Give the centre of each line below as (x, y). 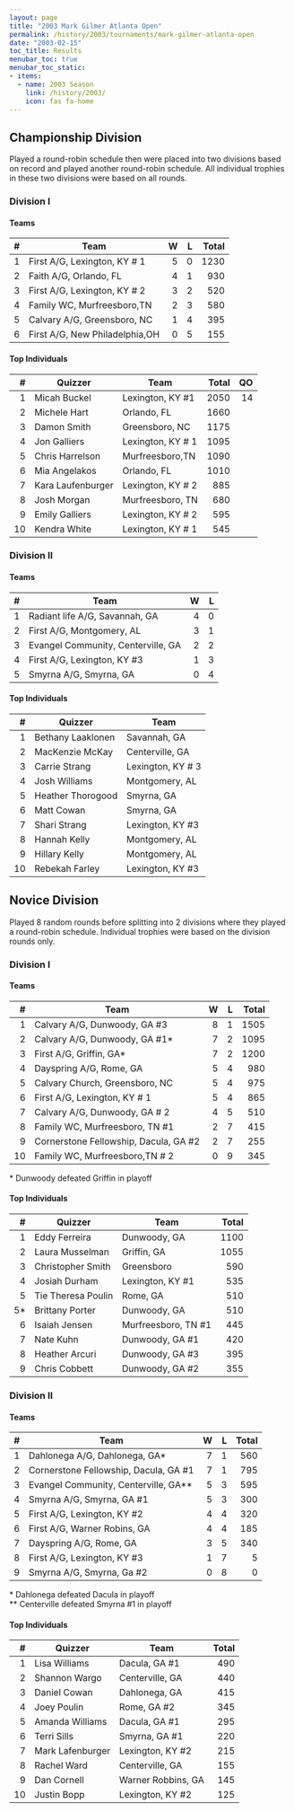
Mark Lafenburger (72, 1751)
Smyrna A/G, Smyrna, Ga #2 (88, 1572)
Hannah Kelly (62, 839)
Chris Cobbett (64, 1368)
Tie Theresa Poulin (74, 1296)
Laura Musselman (72, 1252)
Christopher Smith (73, 1266)
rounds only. (32, 941)
